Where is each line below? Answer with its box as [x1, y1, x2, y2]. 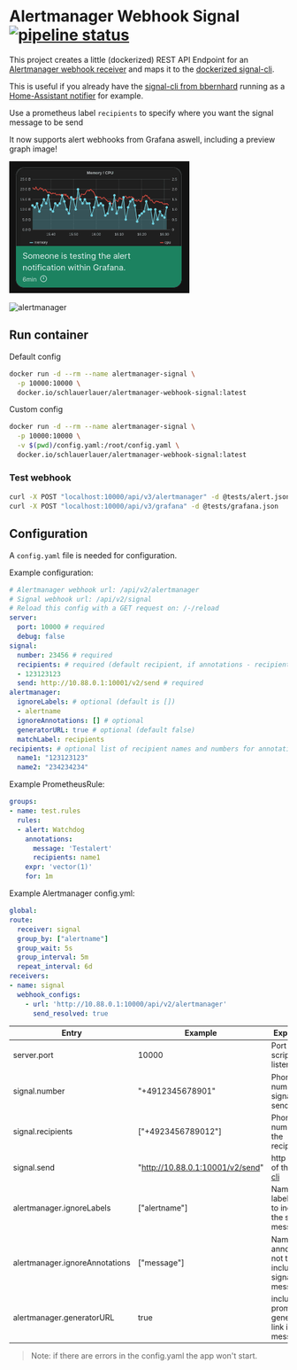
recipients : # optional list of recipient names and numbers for [9, 744, 255, 753]
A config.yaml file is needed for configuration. [9, 549, 178, 560]
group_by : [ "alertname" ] [17, 934, 109, 943]
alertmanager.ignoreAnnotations [12, 1257, 131, 1268]
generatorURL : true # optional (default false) [17, 725, 196, 735]
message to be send [9, 117, 84, 128]
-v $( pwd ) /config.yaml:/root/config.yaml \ [17, 441, 179, 450]
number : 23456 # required [17, 650, 113, 659]
